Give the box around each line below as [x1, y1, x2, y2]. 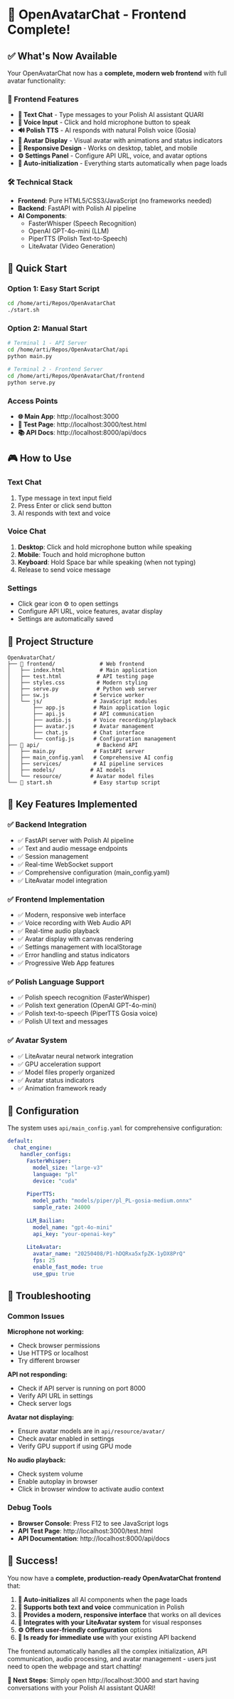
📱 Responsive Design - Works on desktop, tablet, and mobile [17, 144, 198, 153]
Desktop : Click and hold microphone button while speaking [17, 542, 192, 551]
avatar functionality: [7, 76, 66, 85]
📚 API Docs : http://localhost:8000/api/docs [17, 428, 147, 437]
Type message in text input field [17, 494, 112, 502]
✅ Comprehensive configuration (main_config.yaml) [17, 868, 170, 877]
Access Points [7, 396, 58, 406]
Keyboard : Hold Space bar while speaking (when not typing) [17, 558, 196, 566]
